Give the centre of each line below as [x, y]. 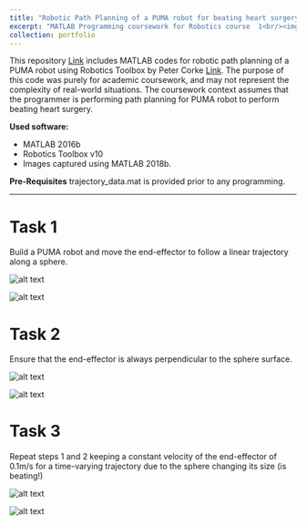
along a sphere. [39, 262]
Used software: [39, 127]
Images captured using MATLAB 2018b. [97, 164]
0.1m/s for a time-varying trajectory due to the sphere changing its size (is [148, 467]
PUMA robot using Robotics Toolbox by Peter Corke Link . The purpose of [147, 70]
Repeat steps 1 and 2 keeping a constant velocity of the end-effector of [143, 457]
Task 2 [35, 334]
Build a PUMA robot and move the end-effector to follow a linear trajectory [149, 252]
